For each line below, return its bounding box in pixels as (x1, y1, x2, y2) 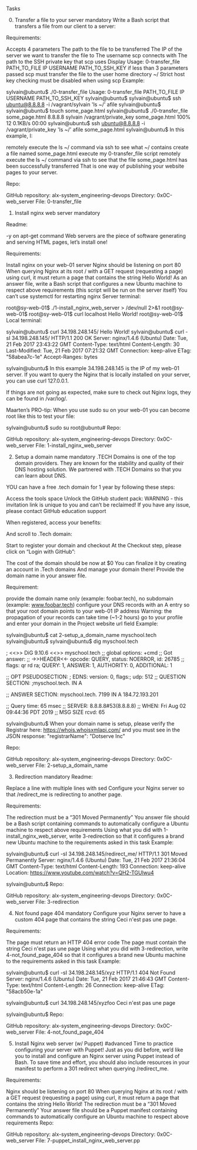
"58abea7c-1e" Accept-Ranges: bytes (6, 354, 98, 360)
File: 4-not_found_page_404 (35, 1028, 104, 1035)
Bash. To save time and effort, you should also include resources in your (14, 1059, 190, 1066)
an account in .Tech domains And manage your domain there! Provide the (6, 566, 184, 573)
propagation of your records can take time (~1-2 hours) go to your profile (6, 614, 183, 620)
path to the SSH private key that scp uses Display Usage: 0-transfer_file (6, 58, 181, 65)
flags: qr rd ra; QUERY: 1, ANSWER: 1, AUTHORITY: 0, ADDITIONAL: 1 (6, 662, 172, 669)
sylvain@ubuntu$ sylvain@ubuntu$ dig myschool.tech (6, 638, 138, 645)
